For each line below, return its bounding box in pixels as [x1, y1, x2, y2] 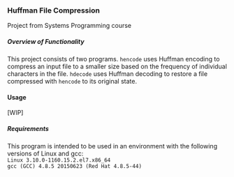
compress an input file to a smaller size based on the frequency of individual [7, 62, 227, 71]
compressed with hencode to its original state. [7, 77, 138, 86]
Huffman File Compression [7, 6, 100, 15]
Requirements [7, 125, 49, 133]
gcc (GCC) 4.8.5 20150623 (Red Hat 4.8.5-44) [7, 163, 142, 170]
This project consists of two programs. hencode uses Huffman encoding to [7, 55, 220, 63]
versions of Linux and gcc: [7, 149, 84, 158]
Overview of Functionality [7, 37, 85, 45]
